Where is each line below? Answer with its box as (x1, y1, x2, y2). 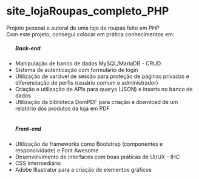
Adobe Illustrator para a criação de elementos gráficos (15, 166, 152, 173)
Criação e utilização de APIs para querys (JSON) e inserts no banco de (15, 85, 193, 93)
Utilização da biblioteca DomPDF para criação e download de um (15, 98, 178, 105)
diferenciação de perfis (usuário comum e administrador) (15, 79, 159, 86)
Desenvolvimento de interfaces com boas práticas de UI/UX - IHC (15, 153, 180, 160)
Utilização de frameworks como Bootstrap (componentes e (15, 140, 163, 148)
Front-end (15, 125, 41, 132)
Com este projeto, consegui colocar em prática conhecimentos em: (6, 30, 175, 37)
